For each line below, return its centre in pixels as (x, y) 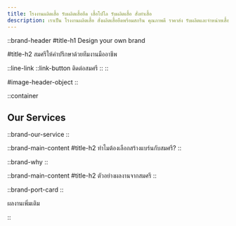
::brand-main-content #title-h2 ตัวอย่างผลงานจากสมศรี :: (82, 175)
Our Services (37, 118)
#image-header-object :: (43, 82)
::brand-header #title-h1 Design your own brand (76, 40)
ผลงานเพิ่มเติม (24, 204)
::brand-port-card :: (35, 190)
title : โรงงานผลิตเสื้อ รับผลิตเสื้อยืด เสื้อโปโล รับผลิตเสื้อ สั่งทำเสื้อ (80, 14)
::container (23, 95)
